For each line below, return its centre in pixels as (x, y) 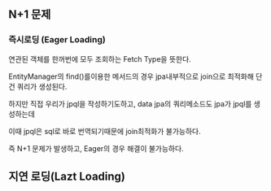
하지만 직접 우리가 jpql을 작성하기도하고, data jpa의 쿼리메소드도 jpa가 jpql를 (130, 103)
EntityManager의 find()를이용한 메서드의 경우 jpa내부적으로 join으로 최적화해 (131, 76)
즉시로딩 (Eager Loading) (57, 40)
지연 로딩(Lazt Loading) (67, 177)
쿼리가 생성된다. (42, 86)
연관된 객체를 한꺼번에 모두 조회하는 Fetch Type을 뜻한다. (100, 59)
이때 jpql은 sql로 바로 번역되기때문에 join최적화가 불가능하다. (105, 131)
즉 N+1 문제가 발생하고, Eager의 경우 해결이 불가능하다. (96, 148)
